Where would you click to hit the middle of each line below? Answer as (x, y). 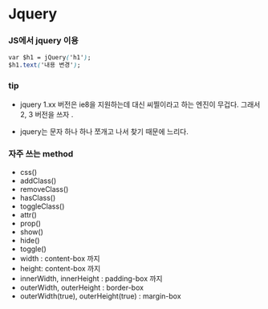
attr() (28, 214)
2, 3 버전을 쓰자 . (47, 114)
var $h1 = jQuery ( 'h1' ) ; (50, 58)
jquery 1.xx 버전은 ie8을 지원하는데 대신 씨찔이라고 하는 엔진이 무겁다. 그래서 (140, 104)
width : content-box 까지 (60, 258)
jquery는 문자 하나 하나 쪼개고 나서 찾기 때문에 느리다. (104, 131)
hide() (30, 240)
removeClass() (44, 189)
